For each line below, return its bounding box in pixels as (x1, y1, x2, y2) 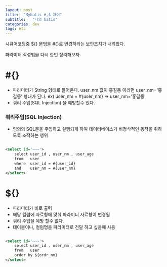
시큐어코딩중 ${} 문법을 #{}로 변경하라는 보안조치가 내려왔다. (5, 41, 126, 47)
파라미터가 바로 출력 (12, 205, 52, 211)
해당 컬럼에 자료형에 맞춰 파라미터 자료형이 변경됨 (12, 211, 110, 217)
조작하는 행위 (22, 132, 48, 138)
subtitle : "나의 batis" (5, 17, 58, 22)
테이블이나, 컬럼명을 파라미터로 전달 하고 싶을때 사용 (12, 224, 115, 230)
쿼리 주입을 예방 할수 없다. (12, 217, 64, 223)
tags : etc (5, 26, 26, 31)
